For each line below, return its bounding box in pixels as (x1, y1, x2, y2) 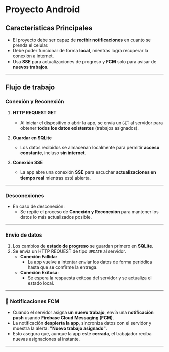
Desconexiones (5, 192, 44, 199)
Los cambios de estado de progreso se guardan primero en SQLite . (12, 243, 154, 249)
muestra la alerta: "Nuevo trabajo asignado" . (12, 325, 107, 331)
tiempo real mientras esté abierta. (20, 174, 91, 181)
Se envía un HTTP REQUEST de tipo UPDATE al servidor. (12, 248, 127, 254)
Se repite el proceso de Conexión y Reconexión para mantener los (20, 208, 159, 215)
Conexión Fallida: (20, 254, 57, 260)
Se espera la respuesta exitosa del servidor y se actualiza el (27, 275, 152, 281)
